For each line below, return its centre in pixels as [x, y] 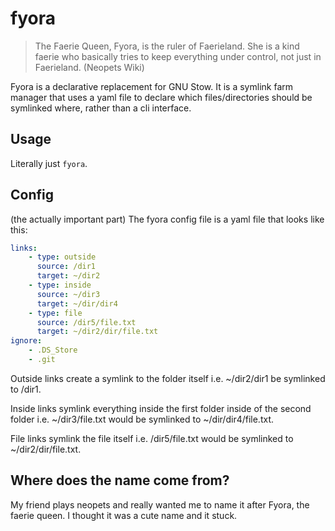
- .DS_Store [53, 350]
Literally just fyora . [49, 163]
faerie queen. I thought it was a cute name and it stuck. [124, 515]
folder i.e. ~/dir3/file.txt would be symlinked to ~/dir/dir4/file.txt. [142, 419]
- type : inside [60, 285]
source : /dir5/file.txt [86, 322]
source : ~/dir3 [68, 294]
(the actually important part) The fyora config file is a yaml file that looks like [167, 219]
